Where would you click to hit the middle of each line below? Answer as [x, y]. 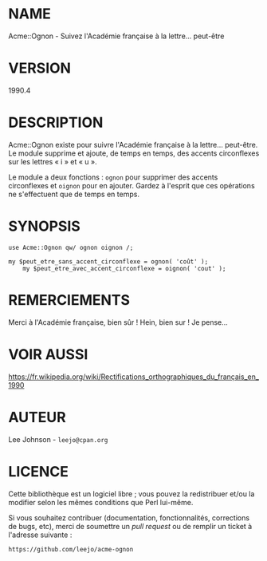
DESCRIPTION [56, 122]
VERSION [40, 68]
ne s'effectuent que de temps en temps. [74, 194]
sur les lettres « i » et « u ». [53, 161]
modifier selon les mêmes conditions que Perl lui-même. [101, 502]
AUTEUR [37, 417]
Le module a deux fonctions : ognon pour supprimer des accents [113, 177]
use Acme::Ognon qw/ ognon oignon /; [71, 247]
